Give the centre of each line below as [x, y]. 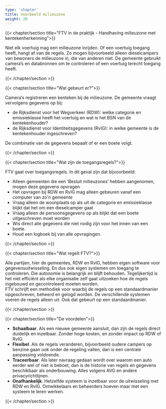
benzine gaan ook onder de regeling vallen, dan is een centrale [77, 350]
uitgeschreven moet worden [41, 218]
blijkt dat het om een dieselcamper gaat [53, 208]
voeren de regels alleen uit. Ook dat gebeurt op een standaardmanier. [76, 300]
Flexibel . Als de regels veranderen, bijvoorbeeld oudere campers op [82, 344]
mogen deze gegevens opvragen [46, 187]
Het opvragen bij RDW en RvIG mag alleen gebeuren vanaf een [77, 192]
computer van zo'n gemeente [42, 197]
